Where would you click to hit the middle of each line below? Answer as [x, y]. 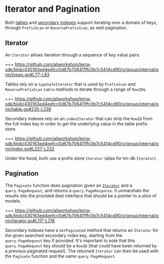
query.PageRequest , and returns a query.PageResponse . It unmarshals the [77, 190]
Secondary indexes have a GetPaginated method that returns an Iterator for [82, 230]
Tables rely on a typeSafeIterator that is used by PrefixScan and [70, 84]
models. [13, 201]
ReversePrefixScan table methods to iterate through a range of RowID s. [76, 89]
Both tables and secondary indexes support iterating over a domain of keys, [81, 22]
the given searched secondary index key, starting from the [64, 235]
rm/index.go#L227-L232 [30, 149]
